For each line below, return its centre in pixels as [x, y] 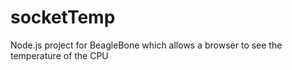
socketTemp [63, 17]
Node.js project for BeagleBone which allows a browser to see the [146, 45]
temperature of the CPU [59, 55]
